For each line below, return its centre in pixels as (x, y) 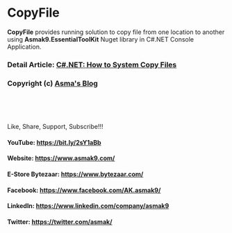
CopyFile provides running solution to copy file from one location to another (116, 32)
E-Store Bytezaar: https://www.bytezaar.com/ (75, 174)
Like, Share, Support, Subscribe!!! (55, 127)
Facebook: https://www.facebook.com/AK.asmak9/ (84, 190)
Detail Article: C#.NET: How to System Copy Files (92, 64)
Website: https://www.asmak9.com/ (61, 158)
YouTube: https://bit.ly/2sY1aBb (55, 142)
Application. (24, 46)
